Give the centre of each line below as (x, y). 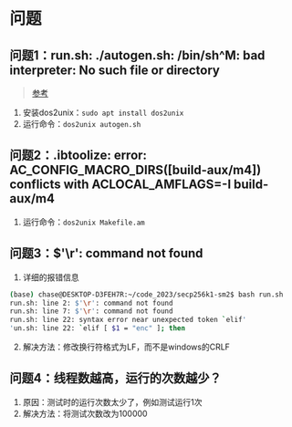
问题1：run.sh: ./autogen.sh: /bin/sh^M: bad (137, 55)
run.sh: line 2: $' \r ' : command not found (91, 303)
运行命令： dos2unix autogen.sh (82, 124)
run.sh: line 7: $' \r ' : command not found (91, 311)
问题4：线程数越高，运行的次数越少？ (115, 378)
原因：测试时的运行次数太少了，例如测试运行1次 (112, 401)
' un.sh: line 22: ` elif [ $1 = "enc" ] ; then (97, 328)
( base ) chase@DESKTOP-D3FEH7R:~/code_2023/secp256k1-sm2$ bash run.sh (146, 294)
